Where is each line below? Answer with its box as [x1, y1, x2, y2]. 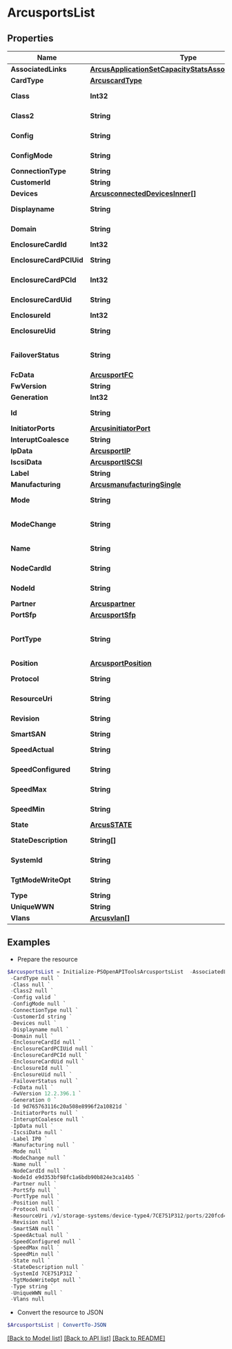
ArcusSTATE [89, 820, 133, 830]
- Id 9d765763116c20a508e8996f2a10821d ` [10, 1103, 128, 1110]
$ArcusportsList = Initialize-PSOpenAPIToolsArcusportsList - [7, 968, 193, 975]
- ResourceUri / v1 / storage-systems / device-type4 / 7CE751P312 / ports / [10, 1212, 206, 1220]
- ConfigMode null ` [10, 1000, 67, 1008]
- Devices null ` [10, 1020, 57, 1026]
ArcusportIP [89, 446, 131, 455]
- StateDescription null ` [10, 1264, 85, 1271]
